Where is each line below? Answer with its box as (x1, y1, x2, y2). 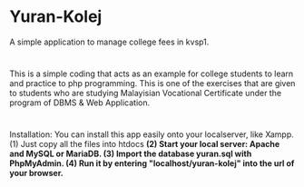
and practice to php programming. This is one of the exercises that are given (9, 78, 296, 89)
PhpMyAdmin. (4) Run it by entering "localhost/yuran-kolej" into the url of (9, 158, 295, 169)
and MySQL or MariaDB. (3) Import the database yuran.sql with (9, 148, 252, 160)
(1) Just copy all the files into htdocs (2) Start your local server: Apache (9, 139, 280, 150)
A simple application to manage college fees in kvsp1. (9, 36, 210, 47)
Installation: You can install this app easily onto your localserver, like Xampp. (9, 129, 294, 140)
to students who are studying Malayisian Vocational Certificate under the (9, 88, 282, 99)
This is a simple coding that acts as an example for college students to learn (9, 68, 294, 79)
